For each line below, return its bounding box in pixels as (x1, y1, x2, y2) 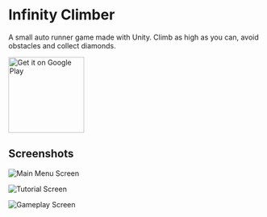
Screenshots (8, 147, 74, 161)
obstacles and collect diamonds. (8, 40, 116, 50)
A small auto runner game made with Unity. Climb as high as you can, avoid (8, 32, 260, 42)
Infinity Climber (8, 6, 115, 24)
